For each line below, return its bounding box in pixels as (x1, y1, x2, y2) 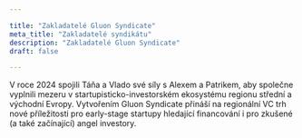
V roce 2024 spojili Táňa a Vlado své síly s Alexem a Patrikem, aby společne (9, 79, 294, 91)
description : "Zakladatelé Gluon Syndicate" (9, 38, 180, 47)
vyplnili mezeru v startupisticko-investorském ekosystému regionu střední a (9, 89, 292, 100)
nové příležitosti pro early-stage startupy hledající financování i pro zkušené (9, 108, 293, 119)
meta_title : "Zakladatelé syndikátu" (9, 29, 152, 39)
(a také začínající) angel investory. (9, 118, 137, 129)
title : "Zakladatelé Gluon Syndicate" (9, 21, 156, 30)
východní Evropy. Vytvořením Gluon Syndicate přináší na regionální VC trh (9, 99, 287, 110)
